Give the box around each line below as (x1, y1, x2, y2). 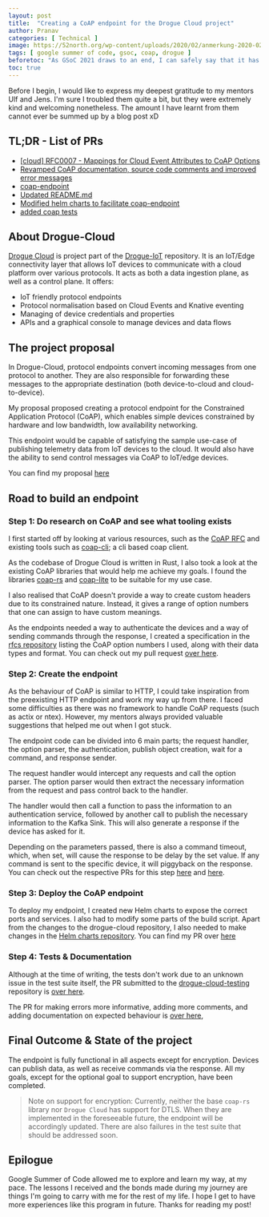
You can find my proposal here (8, 468, 110, 478)
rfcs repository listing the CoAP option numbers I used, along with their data (8, 640, 259, 649)
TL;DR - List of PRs (8, 135, 104, 148)
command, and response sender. (8, 753, 118, 763)
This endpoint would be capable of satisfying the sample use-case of (8, 436, 238, 445)
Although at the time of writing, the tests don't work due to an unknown (8, 970, 244, 979)
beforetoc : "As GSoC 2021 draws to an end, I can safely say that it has (8, 57, 260, 65)
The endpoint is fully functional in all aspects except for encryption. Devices (8, 1054, 259, 1065)
